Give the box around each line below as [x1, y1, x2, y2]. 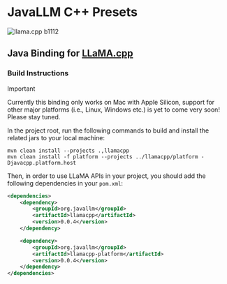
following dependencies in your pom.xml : [7, 179, 124, 187]
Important [7, 84, 36, 93]
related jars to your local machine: [7, 133, 105, 142]
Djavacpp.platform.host [7, 159, 77, 166]
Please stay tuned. [7, 112, 61, 121]
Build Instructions [7, 68, 69, 78]
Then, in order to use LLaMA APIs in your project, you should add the [7, 172, 206, 180]
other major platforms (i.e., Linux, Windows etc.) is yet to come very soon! [7, 105, 220, 114]
